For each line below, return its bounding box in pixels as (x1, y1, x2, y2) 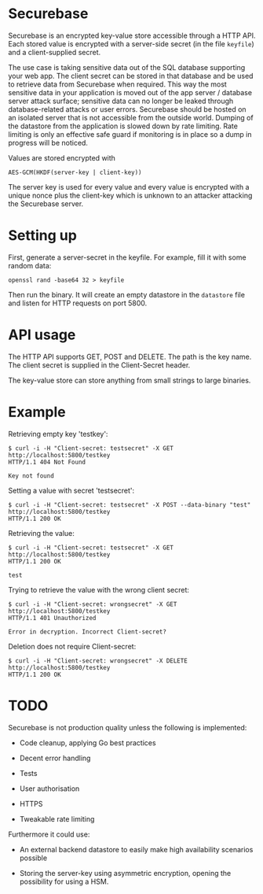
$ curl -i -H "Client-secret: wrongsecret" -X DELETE (8, 656, 188, 665)
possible (19, 853, 48, 863)
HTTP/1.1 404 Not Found (8, 458, 86, 466)
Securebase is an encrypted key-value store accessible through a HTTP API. (8, 31, 256, 40)
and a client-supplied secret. (8, 47, 101, 57)
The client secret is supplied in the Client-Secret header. (8, 360, 191, 370)
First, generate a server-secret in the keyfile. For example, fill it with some (8, 253, 247, 262)
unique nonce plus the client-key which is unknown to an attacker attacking (8, 190, 253, 200)
